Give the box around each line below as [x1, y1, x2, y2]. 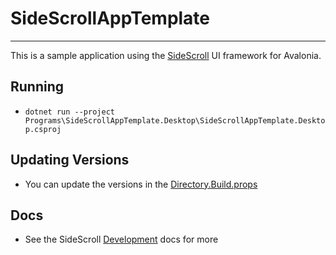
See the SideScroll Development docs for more [24, 233, 219, 246]
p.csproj [24, 124, 62, 134]
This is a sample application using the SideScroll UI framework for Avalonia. [10, 49, 322, 61]
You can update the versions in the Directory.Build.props [24, 178, 258, 190]
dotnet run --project [24, 107, 115, 117]
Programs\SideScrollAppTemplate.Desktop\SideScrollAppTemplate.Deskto [24, 115, 326, 126]
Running [10, 78, 65, 96]
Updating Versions [10, 152, 130, 169]
